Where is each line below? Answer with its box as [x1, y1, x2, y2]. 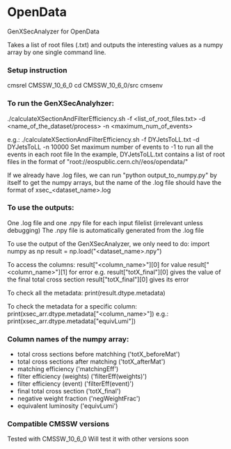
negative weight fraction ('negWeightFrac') [17, 394, 141, 403]
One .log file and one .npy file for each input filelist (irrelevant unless [7, 218, 203, 227]
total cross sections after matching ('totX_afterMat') [17, 357, 166, 366]
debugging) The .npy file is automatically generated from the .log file [7, 226, 205, 234]
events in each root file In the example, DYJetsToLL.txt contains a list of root [7, 150, 225, 158]
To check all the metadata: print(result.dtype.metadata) [7, 288, 166, 297]
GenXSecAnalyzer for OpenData [7, 27, 99, 35]
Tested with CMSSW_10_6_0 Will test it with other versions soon [7, 435, 189, 443]
